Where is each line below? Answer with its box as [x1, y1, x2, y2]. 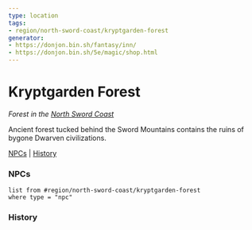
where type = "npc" [8, 193, 73, 201]
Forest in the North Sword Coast [8, 109, 114, 119]
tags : [8, 19, 26, 27]
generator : [8, 33, 45, 42]
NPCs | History [8, 148, 57, 158]
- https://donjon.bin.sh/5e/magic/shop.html [8, 49, 158, 57]
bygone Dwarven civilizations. [8, 133, 107, 142]
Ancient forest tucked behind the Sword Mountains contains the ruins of [8, 124, 245, 134]
